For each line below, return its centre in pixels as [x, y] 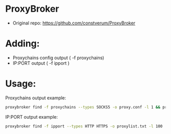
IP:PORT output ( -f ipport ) [41, 63]
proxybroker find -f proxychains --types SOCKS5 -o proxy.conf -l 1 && [83, 107]
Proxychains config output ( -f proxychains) [58, 58]
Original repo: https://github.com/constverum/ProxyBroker [74, 23]
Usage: [21, 84]
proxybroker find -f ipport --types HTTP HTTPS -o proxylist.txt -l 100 [84, 126]
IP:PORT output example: [32, 117]
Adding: [22, 44]
